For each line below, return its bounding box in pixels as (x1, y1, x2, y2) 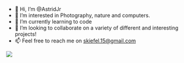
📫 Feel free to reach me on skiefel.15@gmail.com (14, 37, 137, 44)
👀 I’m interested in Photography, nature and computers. (14, 12, 150, 19)
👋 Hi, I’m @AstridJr (14, 6, 61, 12)
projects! (14, 31, 37, 38)
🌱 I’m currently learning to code (14, 18, 92, 25)
